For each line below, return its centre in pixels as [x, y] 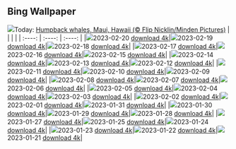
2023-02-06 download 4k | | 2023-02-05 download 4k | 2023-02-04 [112, 88]
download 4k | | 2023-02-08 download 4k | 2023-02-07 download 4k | [114, 80]
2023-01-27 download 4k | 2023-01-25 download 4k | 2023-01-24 [108, 121]
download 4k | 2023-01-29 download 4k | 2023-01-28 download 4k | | [113, 113]
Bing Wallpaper [42, 12]
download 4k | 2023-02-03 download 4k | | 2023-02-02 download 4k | [114, 96]
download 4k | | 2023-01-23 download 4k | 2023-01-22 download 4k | [113, 130]
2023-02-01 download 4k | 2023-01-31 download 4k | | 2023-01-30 [110, 105]
